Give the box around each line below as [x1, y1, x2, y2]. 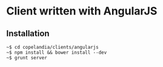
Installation [6, 28, 50, 39]
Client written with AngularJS [6, 4, 158, 18]
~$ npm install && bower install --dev [6, 49, 107, 56]
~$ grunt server [6, 55, 47, 61]
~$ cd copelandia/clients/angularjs [6, 44, 99, 50]
